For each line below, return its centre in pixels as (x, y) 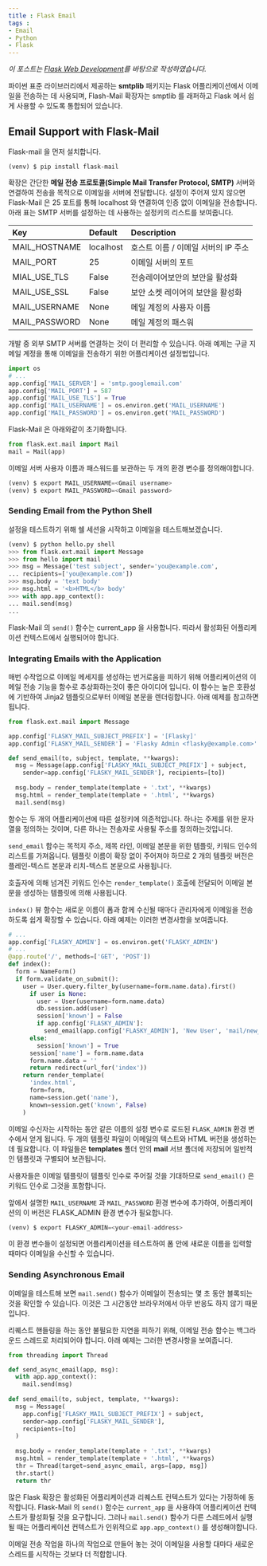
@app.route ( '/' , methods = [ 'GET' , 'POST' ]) (79, 957)
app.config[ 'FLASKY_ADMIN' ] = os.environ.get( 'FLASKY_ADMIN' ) (113, 942)
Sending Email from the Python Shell (80, 511)
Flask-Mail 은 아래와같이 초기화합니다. (68, 429)
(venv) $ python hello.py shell (62, 544)
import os (25, 368)
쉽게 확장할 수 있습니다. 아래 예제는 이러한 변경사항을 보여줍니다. (129, 919)
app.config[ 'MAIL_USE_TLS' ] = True (67, 398)
